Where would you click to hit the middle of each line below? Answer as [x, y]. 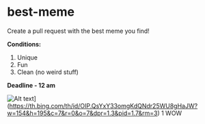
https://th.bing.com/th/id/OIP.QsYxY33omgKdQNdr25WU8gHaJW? [104, 106]
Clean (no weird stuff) [47, 72]
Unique [27, 57]
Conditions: [24, 44]
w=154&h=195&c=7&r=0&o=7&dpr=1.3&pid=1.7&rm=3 [82, 113]
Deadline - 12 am [31, 85]
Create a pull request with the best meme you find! [79, 31]
